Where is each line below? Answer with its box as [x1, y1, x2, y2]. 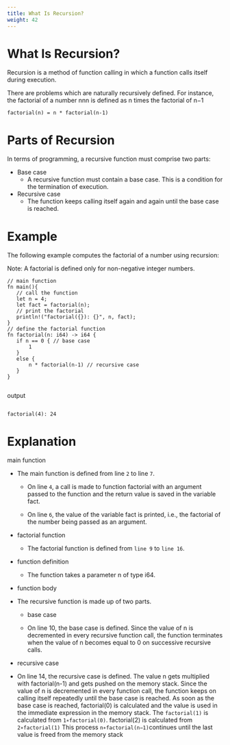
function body [16, 584, 57, 592]
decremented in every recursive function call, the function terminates [27, 631, 223, 640]
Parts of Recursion [7, 132, 115, 148]
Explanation [7, 433, 77, 449]
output [7, 392, 26, 400]
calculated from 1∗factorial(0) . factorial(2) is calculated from [16, 716, 193, 724]
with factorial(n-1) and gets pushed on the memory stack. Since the [16, 679, 207, 688]
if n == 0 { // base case [16, 338, 90, 344]
